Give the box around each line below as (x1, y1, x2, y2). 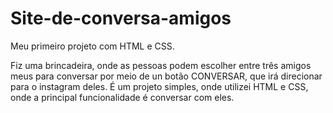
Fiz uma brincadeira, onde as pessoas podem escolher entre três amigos (10, 59, 312, 71)
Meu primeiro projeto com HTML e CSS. (10, 40, 175, 52)
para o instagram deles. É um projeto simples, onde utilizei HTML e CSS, (10, 80, 309, 92)
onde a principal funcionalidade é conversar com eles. (10, 91, 235, 103)
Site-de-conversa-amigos (10, 7, 232, 30)
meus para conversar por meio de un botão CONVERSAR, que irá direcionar (10, 70, 323, 82)
